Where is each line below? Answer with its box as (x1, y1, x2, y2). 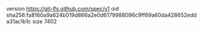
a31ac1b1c (6, 18, 32, 25)
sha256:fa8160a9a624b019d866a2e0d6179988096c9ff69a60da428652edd (6, 11, 197, 19)
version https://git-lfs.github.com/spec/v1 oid (6, 5, 119, 12)
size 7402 (32, 18, 57, 25)
